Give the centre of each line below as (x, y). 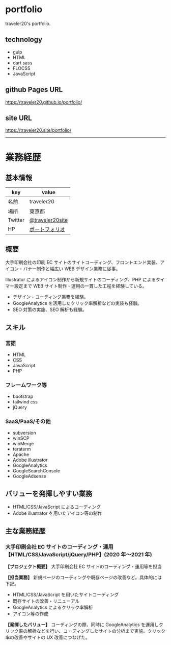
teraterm (22, 449)
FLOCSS (21, 68)
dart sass (22, 63)
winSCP (21, 438)
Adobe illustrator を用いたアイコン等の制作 (57, 513)
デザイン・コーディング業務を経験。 (50, 297)
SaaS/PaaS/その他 (28, 421)
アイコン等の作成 (31, 613)
